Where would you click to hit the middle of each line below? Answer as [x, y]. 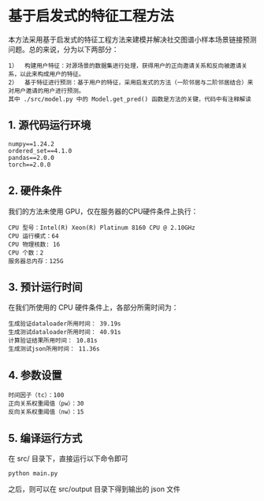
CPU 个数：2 [26, 253]
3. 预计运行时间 [45, 287]
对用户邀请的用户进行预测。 [46, 91]
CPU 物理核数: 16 [34, 244]
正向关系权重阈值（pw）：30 [46, 404]
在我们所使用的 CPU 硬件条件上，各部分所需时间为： [93, 307]
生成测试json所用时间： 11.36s [54, 349]
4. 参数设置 [35, 375]
